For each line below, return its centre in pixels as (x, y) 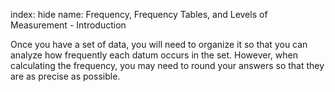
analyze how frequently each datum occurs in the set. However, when (154, 55)
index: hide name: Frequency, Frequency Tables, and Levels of (139, 14)
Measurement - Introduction (68, 25)
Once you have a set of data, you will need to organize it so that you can (159, 44)
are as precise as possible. (65, 76)
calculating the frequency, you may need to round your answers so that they (167, 65)
